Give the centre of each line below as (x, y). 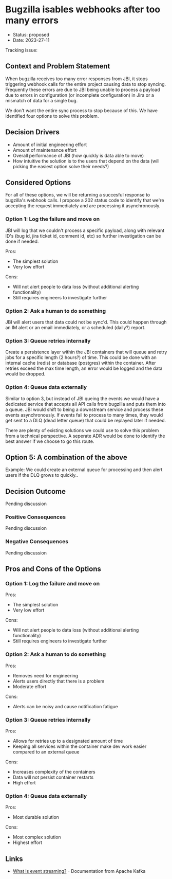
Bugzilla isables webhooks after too (83, 10)
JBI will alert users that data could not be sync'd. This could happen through (86, 322)
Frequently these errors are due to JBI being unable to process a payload (83, 89)
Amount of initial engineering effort (50, 145)
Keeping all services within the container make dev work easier (80, 746)
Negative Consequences (37, 542)
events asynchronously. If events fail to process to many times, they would (84, 415)
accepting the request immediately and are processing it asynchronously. (83, 206)
